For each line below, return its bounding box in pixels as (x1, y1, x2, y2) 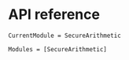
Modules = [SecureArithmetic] (8, 45, 108, 53)
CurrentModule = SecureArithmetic (8, 32, 122, 39)
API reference (8, 6, 101, 24)
